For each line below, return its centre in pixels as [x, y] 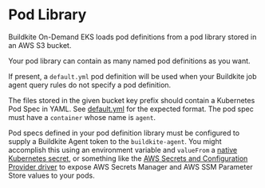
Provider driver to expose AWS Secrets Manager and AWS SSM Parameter [131, 166]
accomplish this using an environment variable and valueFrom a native [123, 150]
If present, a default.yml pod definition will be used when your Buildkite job [132, 76]
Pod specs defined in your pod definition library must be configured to [124, 133]
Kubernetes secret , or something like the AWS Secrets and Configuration [128, 158]
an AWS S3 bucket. [40, 45]
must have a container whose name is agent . [82, 117]
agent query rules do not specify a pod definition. [90, 85]
